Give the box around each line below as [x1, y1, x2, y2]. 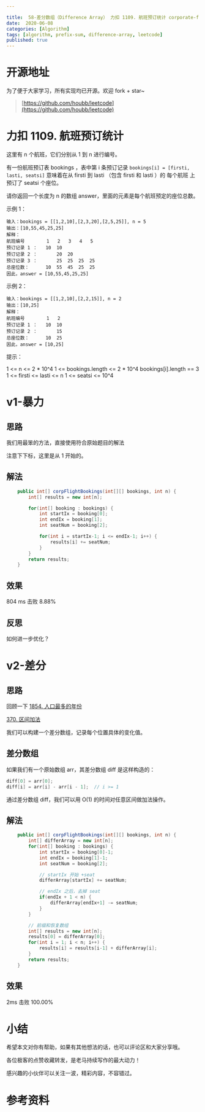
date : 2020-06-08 [6, 20, 53, 26]
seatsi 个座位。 [23, 179, 62, 186]
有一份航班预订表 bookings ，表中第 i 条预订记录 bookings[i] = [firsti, [6, 164, 190, 171]
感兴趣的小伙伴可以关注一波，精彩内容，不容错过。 [6, 1070, 135, 1077]
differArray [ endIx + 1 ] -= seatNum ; [50, 900, 138, 906]
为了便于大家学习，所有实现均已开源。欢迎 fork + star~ [6, 87, 145, 95]
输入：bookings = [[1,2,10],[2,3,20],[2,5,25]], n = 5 [6, 219, 146, 225]
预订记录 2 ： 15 [6, 329, 62, 335]
